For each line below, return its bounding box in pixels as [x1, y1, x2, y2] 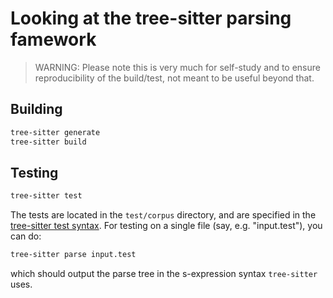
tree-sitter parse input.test [10, 250, 137, 260]
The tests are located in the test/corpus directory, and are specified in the [10, 209, 317, 221]
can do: [10, 230, 42, 242]
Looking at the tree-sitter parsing [10, 7, 292, 30]
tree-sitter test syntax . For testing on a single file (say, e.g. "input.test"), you [10, 220, 323, 232]
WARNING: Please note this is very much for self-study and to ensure [34, 61, 321, 73]
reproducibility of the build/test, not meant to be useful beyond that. [34, 72, 315, 84]
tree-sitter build [10, 137, 87, 147]
